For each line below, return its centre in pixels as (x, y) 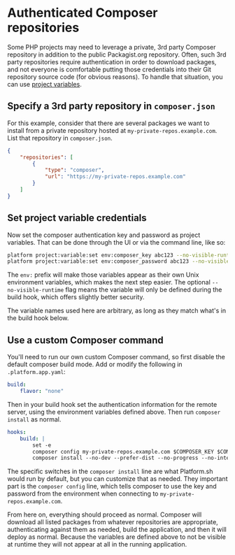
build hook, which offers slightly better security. (76, 297)
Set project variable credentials (77, 218)
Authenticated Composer (83, 13)
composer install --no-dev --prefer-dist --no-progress (115, 458)
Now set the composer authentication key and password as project (104, 235)
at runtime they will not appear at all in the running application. (97, 545)
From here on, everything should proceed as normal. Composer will (105, 514)
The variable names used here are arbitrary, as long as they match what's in (116, 311)
